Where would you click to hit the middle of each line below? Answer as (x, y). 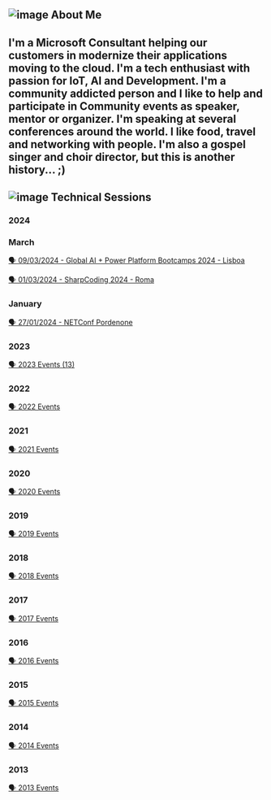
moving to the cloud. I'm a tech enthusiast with (129, 68)
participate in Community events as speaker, (124, 106)
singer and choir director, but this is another (122, 157)
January (25, 304)
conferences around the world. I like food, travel (132, 131)
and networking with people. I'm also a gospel (127, 144)
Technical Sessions (101, 197)
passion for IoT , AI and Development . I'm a (117, 81)
